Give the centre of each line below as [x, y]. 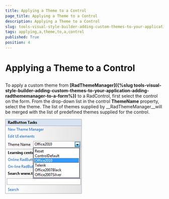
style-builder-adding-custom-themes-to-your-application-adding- [77, 91]
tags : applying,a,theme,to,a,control [45, 32]
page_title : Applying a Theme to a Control [52, 16]
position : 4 [18, 43]
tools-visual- [148, 85]
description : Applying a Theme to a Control [53, 21]
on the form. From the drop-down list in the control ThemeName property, [82, 101]
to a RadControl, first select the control [117, 96]
